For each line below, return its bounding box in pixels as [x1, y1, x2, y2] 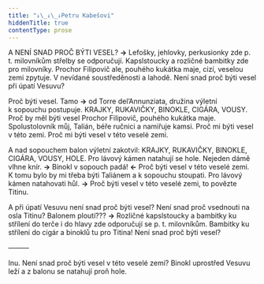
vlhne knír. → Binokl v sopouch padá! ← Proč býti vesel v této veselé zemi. [8, 163, 250, 172]
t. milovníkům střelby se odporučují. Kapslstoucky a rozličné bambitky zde [8, 56, 249, 65]
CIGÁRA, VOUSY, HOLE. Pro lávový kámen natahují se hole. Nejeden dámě [8, 154, 251, 163]
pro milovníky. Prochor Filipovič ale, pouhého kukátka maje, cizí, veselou [8, 65, 244, 74]
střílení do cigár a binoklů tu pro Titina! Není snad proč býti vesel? [8, 228, 221, 237]
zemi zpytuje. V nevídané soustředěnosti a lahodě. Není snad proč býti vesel [8, 73, 257, 83]
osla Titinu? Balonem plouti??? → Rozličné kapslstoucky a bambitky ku [8, 211, 237, 221]
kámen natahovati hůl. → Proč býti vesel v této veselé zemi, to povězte [8, 179, 237, 189]
